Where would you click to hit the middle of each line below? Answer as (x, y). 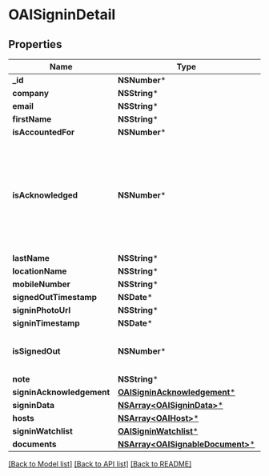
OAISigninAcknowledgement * (177, 392)
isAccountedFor (44, 132)
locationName (40, 271)
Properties (35, 44)
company (31, 93)
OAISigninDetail (62, 15)
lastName (31, 258)
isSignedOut (36, 351)
